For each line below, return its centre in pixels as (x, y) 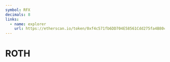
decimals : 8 (18, 15)
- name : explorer (28, 24)
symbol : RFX (18, 10)
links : (12, 19)
